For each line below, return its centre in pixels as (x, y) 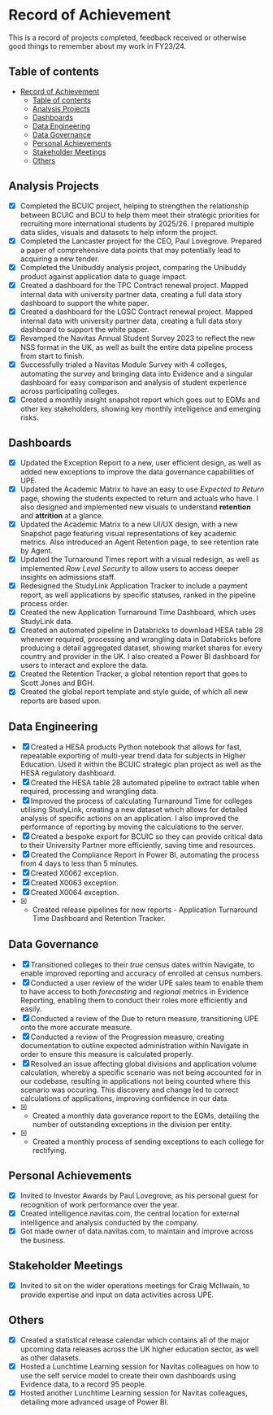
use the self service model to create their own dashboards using (128, 1375)
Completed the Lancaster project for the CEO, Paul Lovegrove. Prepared (141, 241)
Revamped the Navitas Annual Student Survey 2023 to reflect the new (138, 338)
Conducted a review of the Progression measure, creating (128, 1037)
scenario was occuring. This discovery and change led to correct (129, 1090)
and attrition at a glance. (62, 515)
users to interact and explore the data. (84, 666)
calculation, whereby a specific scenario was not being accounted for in (141, 1072)
